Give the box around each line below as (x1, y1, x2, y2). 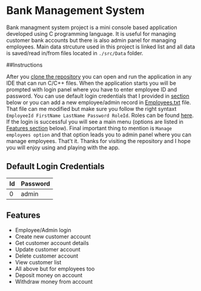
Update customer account (15, 246, 81, 253)
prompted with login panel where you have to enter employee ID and (6, 85, 177, 93)
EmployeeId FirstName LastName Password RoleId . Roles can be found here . (6, 112, 194, 119)
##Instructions (6, 61, 43, 69)
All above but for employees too (15, 265, 95, 272)
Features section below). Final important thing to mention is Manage (6, 124, 173, 132)
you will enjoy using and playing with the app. (6, 144, 120, 151)
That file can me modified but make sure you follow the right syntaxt (6, 105, 177, 112)
